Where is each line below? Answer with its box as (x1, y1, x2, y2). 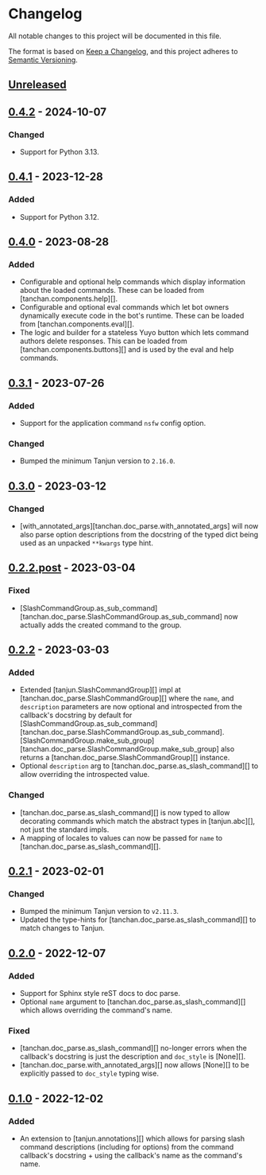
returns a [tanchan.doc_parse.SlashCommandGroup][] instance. (19, 753, 230, 763)
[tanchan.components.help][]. (19, 294, 118, 303)
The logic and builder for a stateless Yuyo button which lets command (19, 328, 249, 338)
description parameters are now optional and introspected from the (19, 702, 242, 712)
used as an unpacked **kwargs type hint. (19, 538, 153, 548)
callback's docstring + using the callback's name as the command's (19, 1151, 243, 1161)
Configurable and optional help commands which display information (19, 277, 246, 287)
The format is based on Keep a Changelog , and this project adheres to (8, 46, 238, 56)
